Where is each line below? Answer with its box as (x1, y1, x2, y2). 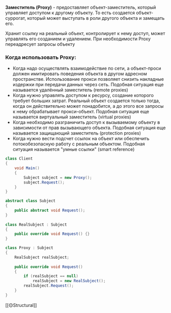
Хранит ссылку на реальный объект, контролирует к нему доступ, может (5, 30, 165, 36)
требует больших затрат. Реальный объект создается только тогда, (12, 98, 160, 104)
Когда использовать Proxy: (5, 53, 76, 60)
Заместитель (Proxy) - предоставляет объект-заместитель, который (5, 5, 156, 10)
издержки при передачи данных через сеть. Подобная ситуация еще (12, 81, 164, 88)
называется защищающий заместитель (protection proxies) (12, 130, 141, 136)
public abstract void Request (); (14, 208, 85, 213)
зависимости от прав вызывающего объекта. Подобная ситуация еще (12, 124, 166, 131)
